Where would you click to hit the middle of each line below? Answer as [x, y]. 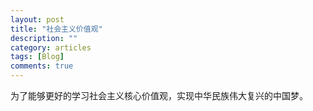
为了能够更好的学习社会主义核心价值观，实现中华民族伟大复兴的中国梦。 [159, 95]
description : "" [44, 38]
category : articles [51, 47]
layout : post [37, 19]
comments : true [42, 66]
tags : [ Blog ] [37, 57]
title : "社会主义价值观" [56, 29]
